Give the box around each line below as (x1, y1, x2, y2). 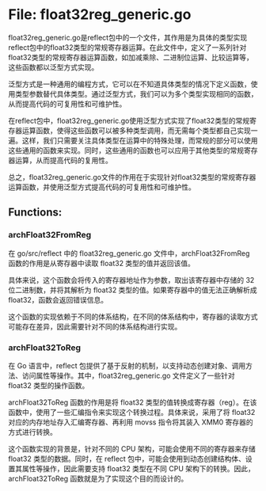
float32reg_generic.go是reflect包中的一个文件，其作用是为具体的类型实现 (8, 32, 248, 42)
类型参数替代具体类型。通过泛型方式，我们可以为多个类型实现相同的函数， (14, 89, 258, 98)
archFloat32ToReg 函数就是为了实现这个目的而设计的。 (8, 474, 188, 483)
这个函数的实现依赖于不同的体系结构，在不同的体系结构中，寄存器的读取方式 (8, 311, 258, 322)
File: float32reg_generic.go (8, 6, 192, 24)
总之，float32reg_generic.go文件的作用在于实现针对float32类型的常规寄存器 (8, 172, 256, 181)
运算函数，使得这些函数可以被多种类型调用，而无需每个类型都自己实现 (21, 125, 251, 135)
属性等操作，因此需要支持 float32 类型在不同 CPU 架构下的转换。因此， (21, 463, 256, 473)
